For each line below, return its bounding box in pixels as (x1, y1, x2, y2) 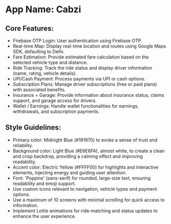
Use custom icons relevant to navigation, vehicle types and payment (12, 186, 157, 192)
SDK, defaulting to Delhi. (12, 49, 65, 54)
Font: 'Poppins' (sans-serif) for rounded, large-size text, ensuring (12, 175, 151, 181)
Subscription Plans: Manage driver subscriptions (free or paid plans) (12, 81, 157, 87)
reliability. (12, 142, 33, 148)
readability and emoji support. (12, 180, 76, 187)
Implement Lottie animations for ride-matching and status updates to (12, 208, 158, 214)
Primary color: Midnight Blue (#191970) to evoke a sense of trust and (12, 137, 158, 143)
